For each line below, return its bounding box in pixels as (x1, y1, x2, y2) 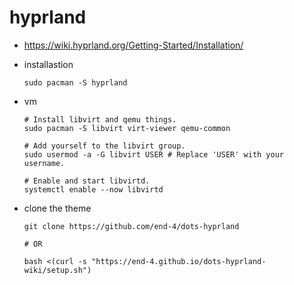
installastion (23, 58, 74, 70)
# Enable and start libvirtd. (23, 176, 151, 186)
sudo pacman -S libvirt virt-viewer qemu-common (23, 123, 231, 133)
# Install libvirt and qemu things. (23, 114, 177, 125)
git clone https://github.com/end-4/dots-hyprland (23, 221, 240, 231)
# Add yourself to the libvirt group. (23, 141, 186, 151)
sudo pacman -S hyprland (23, 77, 128, 88)
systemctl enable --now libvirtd (23, 184, 164, 195)
